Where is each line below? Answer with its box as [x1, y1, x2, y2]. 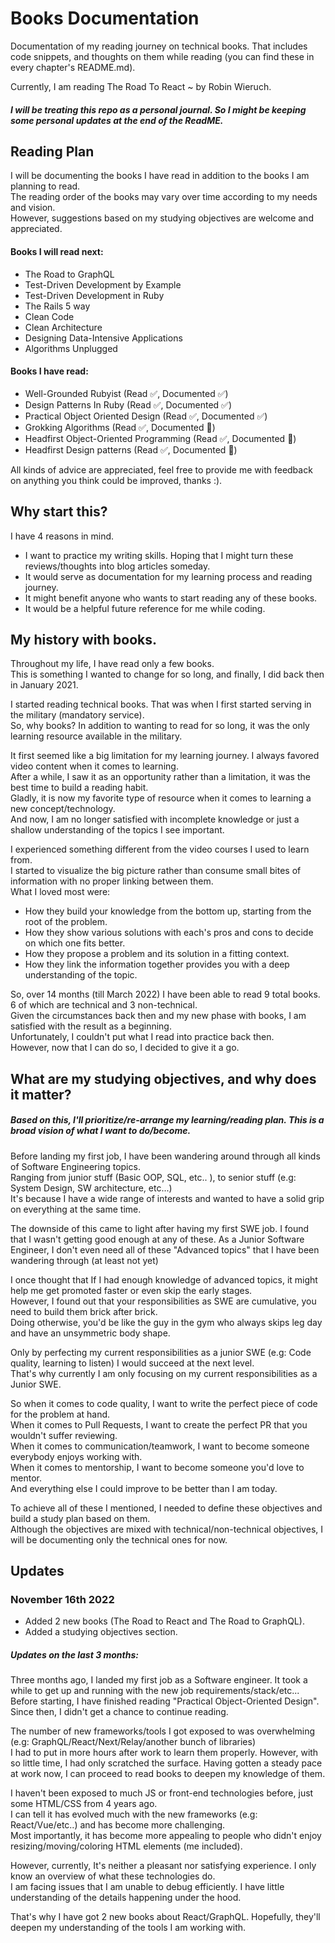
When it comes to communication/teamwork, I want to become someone [10, 1440, 310, 1452]
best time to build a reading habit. [10, 782, 149, 794]
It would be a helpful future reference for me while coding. [24, 602, 266, 614]
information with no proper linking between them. [10, 875, 214, 887]
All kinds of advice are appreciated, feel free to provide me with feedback [10, 463, 313, 476]
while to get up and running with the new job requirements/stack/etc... [10, 1685, 300, 1697]
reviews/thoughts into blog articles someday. [24, 560, 211, 572]
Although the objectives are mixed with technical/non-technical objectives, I [10, 1523, 324, 1535]
